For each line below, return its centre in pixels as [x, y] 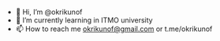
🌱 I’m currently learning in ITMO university [84, 20]
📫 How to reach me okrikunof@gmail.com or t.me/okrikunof [114, 29]
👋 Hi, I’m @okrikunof [49, 12]
